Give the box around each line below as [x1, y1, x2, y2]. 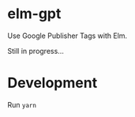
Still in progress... [7, 46, 64, 55]
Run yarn [7, 100, 37, 109]
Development [7, 74, 98, 92]
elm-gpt [7, 5, 62, 23]
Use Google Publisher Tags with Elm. [7, 31, 128, 40]
